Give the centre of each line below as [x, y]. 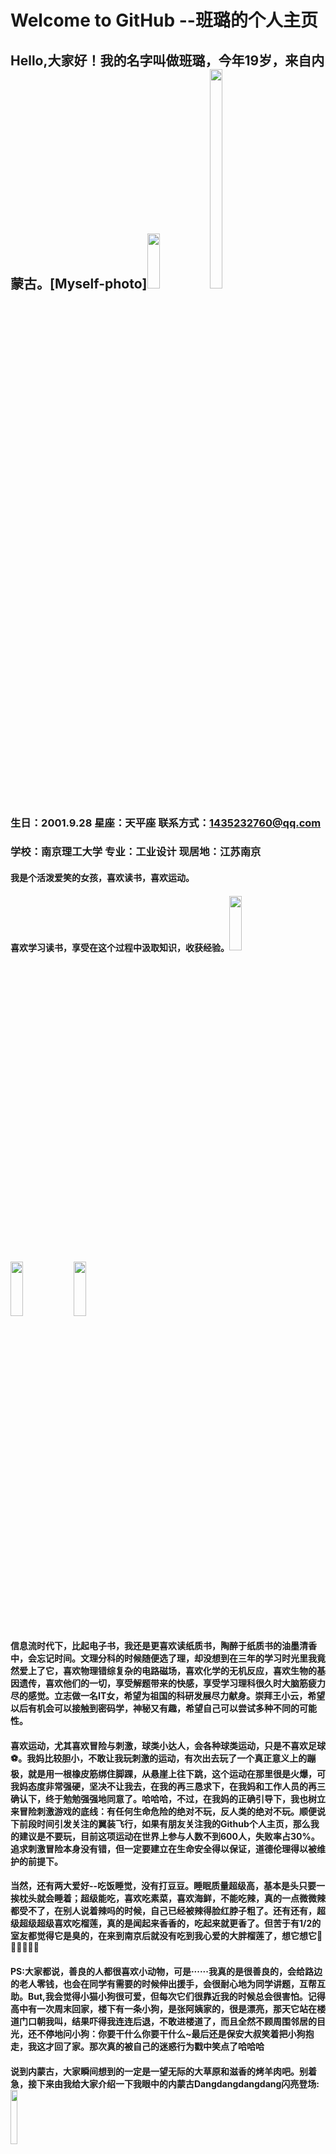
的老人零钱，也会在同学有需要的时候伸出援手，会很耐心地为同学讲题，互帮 [163, 1983]
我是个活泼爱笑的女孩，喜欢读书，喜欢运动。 [102, 878]
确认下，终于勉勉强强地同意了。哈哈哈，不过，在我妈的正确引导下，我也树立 [168, 1798]
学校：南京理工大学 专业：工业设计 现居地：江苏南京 [136, 852]
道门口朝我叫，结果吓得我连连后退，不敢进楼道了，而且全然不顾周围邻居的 [163, 2021]
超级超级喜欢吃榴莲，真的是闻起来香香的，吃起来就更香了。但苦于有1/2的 [170, 1923]
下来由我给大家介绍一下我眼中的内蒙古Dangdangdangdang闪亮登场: [178, 2083]
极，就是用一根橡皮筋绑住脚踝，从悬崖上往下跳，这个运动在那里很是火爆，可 [168, 1773]
